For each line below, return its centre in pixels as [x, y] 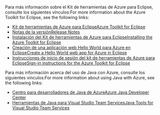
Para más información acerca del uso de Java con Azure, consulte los [75, 72]
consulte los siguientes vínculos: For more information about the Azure [75, 12]
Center [19, 97]
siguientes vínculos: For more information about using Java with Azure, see [80, 78]
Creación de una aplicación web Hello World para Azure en [71, 48]
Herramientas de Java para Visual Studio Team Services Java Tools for [83, 103]
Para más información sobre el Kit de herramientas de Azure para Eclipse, [79, 7]
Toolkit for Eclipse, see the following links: [47, 17]
